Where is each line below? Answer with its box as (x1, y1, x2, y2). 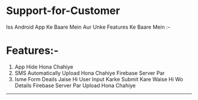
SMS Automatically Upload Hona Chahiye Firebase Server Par (14, 69, 165, 77)
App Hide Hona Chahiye (14, 63, 74, 70)
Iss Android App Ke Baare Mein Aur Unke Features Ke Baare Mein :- (6, 23, 170, 30)
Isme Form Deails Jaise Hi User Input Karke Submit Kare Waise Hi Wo (14, 75, 184, 82)
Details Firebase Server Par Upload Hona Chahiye (14, 82, 136, 89)
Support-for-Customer (6, 4, 120, 18)
